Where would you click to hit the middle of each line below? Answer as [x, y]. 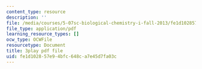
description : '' [26, 17]
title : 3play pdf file [35, 51]
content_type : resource [36, 12]
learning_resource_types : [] [43, 34]
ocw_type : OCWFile [29, 40]
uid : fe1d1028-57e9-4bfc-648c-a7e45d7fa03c [62, 56]
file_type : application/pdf [41, 28]
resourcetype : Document [36, 46]
